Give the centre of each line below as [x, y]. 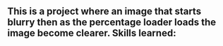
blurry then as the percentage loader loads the [112, 23]
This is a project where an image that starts [104, 11]
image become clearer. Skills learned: [92, 33]
